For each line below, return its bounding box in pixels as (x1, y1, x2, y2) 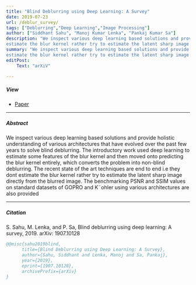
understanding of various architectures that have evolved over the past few (6, 141, 187, 148)
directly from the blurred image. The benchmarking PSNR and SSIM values (6, 178, 185, 185)
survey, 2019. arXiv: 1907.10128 (6, 230, 80, 237)
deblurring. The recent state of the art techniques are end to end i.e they (6, 165, 181, 172)
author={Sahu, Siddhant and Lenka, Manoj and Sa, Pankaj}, (21, 252, 168, 258)
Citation (6, 208, 26, 216)
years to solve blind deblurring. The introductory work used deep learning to (6, 147, 190, 154)
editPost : (6, 57, 30, 63)
